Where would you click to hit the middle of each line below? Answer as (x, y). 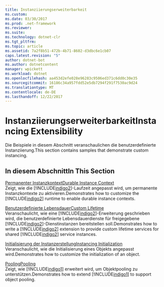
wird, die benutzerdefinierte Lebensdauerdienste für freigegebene (72, 219)
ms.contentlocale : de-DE (31, 92)
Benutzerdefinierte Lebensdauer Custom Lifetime (55, 208)
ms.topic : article (24, 46)
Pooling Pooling (20, 264)
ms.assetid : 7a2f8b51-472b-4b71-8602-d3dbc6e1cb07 (58, 51)
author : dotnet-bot (25, 60)
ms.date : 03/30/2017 (26, 19)
